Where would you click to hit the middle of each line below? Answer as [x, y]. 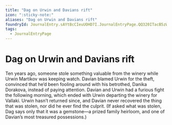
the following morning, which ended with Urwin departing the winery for [81, 95]
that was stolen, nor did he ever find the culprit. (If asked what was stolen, [83, 106]
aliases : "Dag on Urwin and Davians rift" [51, 19]
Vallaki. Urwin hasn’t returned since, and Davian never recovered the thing [84, 100]
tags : [11, 29]
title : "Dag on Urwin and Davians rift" [49, 10]
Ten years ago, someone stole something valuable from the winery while [82, 73]
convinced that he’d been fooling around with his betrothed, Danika [76, 84]
